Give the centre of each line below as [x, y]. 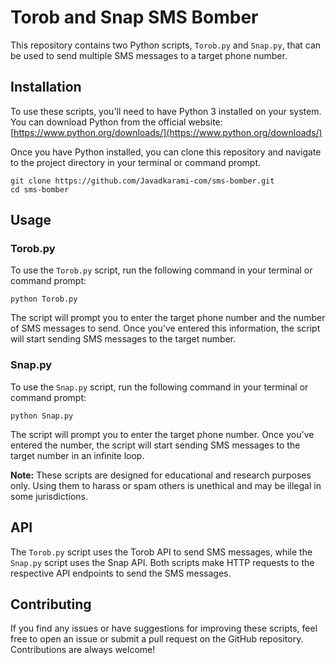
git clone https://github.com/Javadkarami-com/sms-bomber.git [142, 181]
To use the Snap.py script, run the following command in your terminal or [159, 387]
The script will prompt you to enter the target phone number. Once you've [162, 434]
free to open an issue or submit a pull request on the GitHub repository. [157, 639]
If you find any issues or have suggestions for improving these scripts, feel [164, 628]
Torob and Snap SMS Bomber [134, 17]
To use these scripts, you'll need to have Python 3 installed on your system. [166, 111]
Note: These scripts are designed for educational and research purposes [161, 475]
